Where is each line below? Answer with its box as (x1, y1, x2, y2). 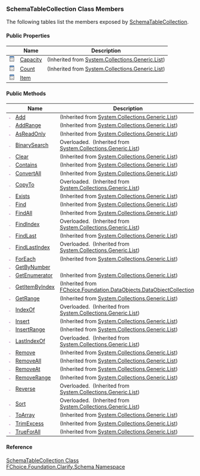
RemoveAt (15, 366, 40, 373)
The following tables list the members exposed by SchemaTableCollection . (6, 19, 189, 26)
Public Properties (6, 32, 51, 39)
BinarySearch (15, 142, 49, 149)
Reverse (15, 385, 36, 392)
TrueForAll (15, 428, 40, 435)
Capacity (20, 56, 42, 63)
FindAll (15, 209, 33, 216)
